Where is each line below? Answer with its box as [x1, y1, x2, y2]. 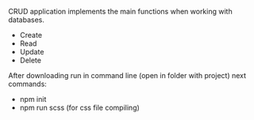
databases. [8, 15, 45, 24]
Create [19, 31, 42, 39]
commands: [8, 79, 48, 88]
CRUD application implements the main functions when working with [8, 7, 233, 16]
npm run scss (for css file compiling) [19, 103, 140, 112]
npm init [19, 95, 47, 103]
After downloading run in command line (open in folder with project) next [8, 71, 247, 80]
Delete [19, 55, 42, 65]
